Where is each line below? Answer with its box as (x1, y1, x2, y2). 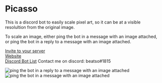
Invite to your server (5, 48, 45, 54)
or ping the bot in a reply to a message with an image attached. (5, 38, 131, 44)
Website (5, 53, 22, 59)
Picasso (5, 3, 38, 14)
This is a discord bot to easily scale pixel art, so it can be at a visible (5, 19, 141, 25)
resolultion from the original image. (5, 24, 75, 30)
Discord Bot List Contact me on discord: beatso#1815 (5, 58, 111, 64)
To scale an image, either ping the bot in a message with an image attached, (5, 34, 158, 39)
